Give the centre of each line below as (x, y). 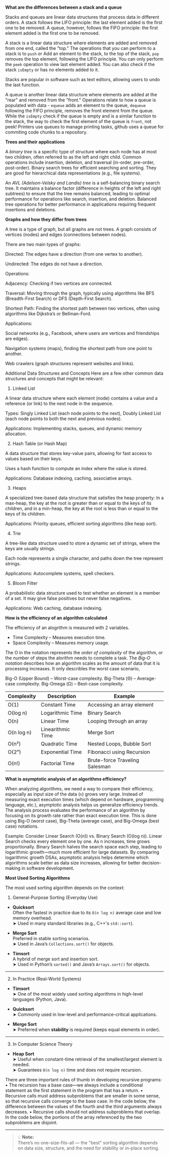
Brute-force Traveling (113, 760)
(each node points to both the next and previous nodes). (64, 419)
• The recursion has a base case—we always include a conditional (74, 1085)
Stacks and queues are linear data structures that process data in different (82, 17)
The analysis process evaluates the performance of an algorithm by (75, 810)
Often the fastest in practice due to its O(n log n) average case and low (87, 913)
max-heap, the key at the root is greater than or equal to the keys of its (78, 503)
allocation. (16, 434)
